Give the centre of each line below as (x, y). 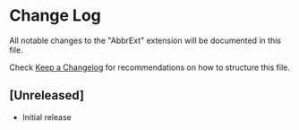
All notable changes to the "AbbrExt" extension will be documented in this (145, 40)
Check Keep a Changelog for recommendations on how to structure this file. (150, 67)
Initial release (47, 117)
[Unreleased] (47, 95)
